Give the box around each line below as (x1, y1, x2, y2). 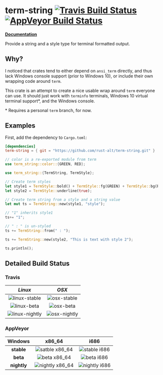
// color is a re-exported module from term (5, 157, 97, 162)
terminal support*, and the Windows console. (5, 98, 96, 104)
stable (11, 346, 26, 353)
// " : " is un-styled (5, 224, 51, 229)
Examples (5, 122, 35, 130)
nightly (10, 362, 27, 369)
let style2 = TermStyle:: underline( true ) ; (5, 188, 92, 193)
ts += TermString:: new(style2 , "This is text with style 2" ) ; (5, 237, 133, 242)
